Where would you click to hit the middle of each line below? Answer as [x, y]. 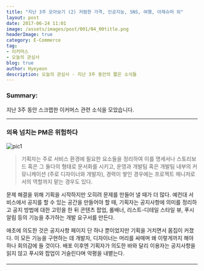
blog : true [20, 63]
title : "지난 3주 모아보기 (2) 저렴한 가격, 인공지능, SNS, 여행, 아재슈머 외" [95, 12]
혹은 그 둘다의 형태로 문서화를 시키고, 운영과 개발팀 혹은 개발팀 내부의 [109, 166]
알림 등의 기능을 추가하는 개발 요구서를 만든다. [61, 217]
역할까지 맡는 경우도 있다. [63, 181]
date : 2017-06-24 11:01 [36, 23]
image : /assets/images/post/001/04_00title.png [68, 29]
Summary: [22, 96]
